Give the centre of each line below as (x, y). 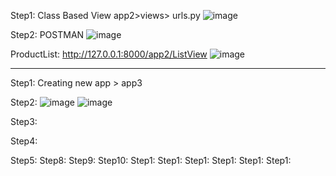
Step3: (24, 121)
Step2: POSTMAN (47, 34)
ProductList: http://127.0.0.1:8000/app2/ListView (109, 54)
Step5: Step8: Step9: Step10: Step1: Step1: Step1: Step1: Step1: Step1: (151, 160)
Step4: (24, 141)
